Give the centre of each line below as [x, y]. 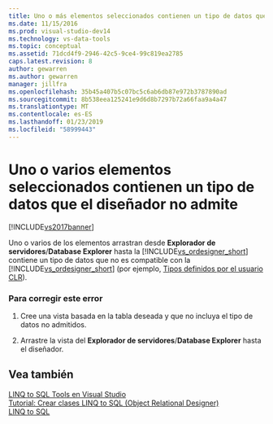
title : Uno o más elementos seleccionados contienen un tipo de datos [130, 16]
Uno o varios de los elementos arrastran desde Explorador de [112, 243]
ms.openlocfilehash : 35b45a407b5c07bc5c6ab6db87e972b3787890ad [118, 92]
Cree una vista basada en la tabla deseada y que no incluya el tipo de [136, 316]
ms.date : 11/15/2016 [43, 24]
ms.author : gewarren [43, 76]
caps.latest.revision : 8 [50, 62]
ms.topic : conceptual [45, 46]
